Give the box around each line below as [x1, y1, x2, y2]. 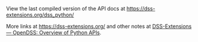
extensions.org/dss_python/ [6, 11, 74, 18]
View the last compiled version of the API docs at [6, 5, 126, 12]
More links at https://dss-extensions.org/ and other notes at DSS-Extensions [6, 23, 192, 30]
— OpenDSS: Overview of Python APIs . [6, 29, 101, 36]
